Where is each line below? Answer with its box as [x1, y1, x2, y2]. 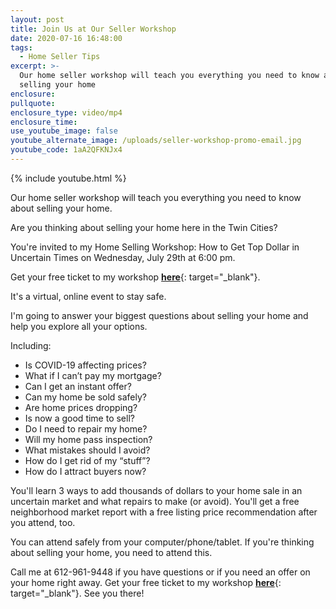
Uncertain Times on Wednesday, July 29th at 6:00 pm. [10, 251, 236, 263]
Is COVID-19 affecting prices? [24, 359, 147, 371]
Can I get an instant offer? [24, 380, 132, 392]
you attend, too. [10, 516, 76, 528]
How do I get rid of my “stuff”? [24, 454, 151, 466]
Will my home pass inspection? [24, 433, 153, 445]
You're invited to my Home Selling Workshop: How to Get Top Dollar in [10, 241, 300, 253]
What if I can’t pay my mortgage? [24, 369, 162, 381]
